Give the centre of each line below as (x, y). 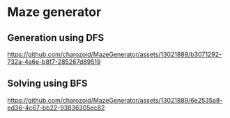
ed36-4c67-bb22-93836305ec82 (56, 108)
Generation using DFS (56, 38)
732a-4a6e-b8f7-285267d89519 (54, 62)
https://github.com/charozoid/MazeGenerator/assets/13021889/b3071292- (115, 54)
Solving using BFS (47, 84)
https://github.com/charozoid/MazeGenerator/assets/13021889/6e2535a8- (115, 100)
